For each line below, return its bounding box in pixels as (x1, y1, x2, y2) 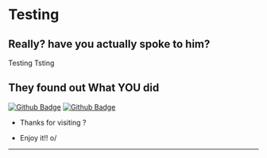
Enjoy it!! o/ (19, 133, 57, 142)
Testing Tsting (8, 58, 55, 67)
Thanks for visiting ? (19, 118, 87, 127)
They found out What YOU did (8, 81, 160, 94)
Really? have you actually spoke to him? (8, 37, 211, 51)
